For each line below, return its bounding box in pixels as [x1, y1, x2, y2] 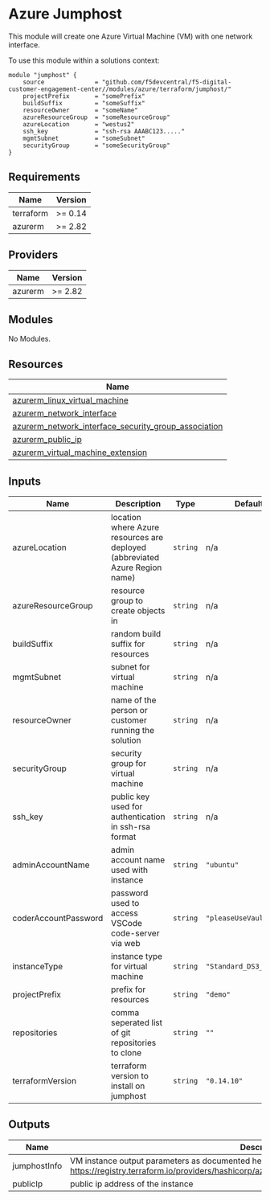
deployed [111, 542, 147, 553]
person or [111, 705, 148, 715]
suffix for [111, 638, 145, 649]
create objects [111, 605, 166, 616]
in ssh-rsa [111, 821, 151, 832]
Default [234, 498, 264, 509]
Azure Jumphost [8, 5, 122, 23]
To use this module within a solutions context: [8, 55, 160, 65]
